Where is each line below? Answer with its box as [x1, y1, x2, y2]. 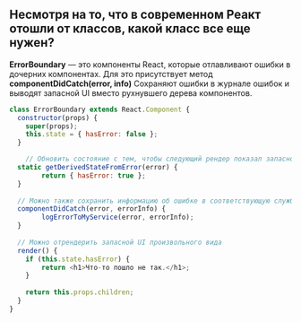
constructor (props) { [17, 113, 99, 122]
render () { [17, 246, 58, 255]
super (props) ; [25, 121, 78, 131]
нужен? [9, 35, 56, 50]
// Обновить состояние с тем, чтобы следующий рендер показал [25, 154, 262, 164]
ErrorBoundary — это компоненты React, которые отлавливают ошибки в [9, 58, 291, 70]
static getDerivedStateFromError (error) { [17, 163, 178, 172]
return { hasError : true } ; [41, 170, 146, 180]
